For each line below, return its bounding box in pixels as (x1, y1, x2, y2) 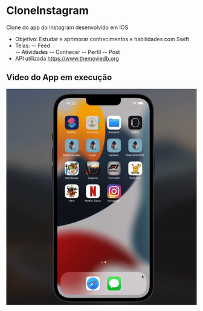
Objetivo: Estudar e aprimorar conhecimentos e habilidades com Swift (14, 35, 189, 42)
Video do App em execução (6, 72, 112, 82)
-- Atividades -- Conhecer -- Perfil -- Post (14, 48, 120, 55)
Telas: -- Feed (14, 42, 50, 49)
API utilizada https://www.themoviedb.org (14, 55, 120, 62)
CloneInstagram (6, 4, 89, 18)
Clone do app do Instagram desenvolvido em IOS (6, 24, 129, 31)
